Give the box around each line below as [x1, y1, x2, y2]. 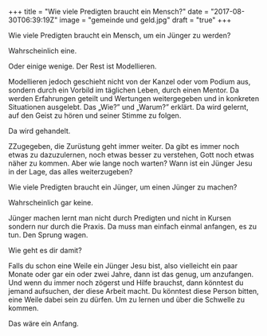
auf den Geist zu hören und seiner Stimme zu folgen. [8, 111, 182, 120]
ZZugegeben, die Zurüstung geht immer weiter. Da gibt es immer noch [8, 142, 240, 150]
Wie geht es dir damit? [8, 246, 82, 255]
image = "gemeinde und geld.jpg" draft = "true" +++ [59, 15, 232, 25]
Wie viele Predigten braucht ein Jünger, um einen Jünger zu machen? [8, 182, 238, 192]
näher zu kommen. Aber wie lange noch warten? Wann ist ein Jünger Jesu [8, 158, 253, 168]
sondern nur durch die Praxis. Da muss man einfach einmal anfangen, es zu [8, 222, 257, 231]
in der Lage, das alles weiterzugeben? [8, 167, 133, 176]
